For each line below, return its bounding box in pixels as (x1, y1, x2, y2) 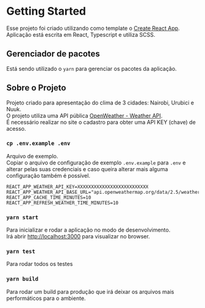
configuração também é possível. (6, 172, 90, 179)
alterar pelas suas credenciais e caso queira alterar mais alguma (6, 165, 168, 172)
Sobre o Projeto (6, 82, 67, 93)
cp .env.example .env (6, 140, 71, 147)
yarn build (6, 276, 38, 282)
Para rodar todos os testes (6, 260, 73, 268)
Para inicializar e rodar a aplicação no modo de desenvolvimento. (6, 226, 171, 233)
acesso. (6, 125, 26, 132)
